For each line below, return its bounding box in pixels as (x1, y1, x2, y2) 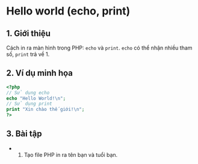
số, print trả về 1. (6, 51, 50, 58)
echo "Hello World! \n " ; (6, 95, 66, 101)
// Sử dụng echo (6, 89, 50, 96)
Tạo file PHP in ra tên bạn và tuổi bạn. (23, 151, 118, 158)
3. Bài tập (6, 128, 42, 139)
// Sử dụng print (6, 101, 52, 107)
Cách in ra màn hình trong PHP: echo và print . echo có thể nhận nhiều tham (6, 44, 193, 51)
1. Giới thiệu (6, 28, 51, 39)
